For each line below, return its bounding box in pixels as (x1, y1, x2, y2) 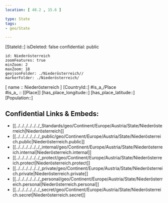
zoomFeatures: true (5, 58, 46, 63)
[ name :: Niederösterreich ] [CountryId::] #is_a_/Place (5, 84, 116, 90)
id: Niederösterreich (5, 54, 50, 59)
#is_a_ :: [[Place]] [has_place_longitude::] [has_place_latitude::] (5, 90, 135, 96)
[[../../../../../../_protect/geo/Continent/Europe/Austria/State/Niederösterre (12, 155, 162, 161)
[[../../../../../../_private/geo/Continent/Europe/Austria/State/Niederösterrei (12, 165, 163, 171)
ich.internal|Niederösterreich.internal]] (12, 149, 91, 155)
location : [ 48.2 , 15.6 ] (5, 7, 61, 13)
